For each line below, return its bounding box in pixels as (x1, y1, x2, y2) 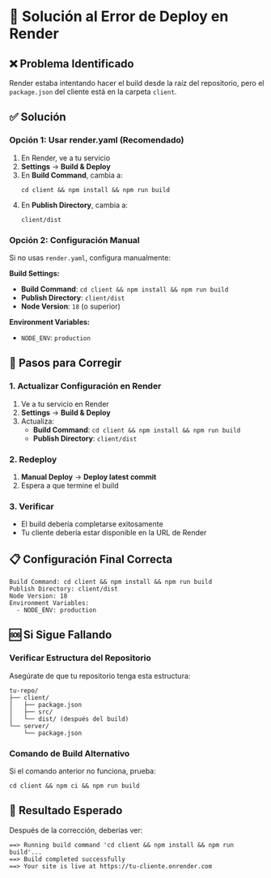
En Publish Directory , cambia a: (20, 200, 129, 210)
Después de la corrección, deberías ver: (9, 825, 143, 835)
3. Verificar (9, 501, 55, 512)
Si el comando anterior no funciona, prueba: (9, 766, 156, 776)
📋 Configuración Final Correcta (9, 552, 173, 566)
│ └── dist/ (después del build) (9, 714, 129, 723)
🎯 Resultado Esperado (9, 803, 123, 817)
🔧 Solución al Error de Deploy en (9, 7, 229, 26)
